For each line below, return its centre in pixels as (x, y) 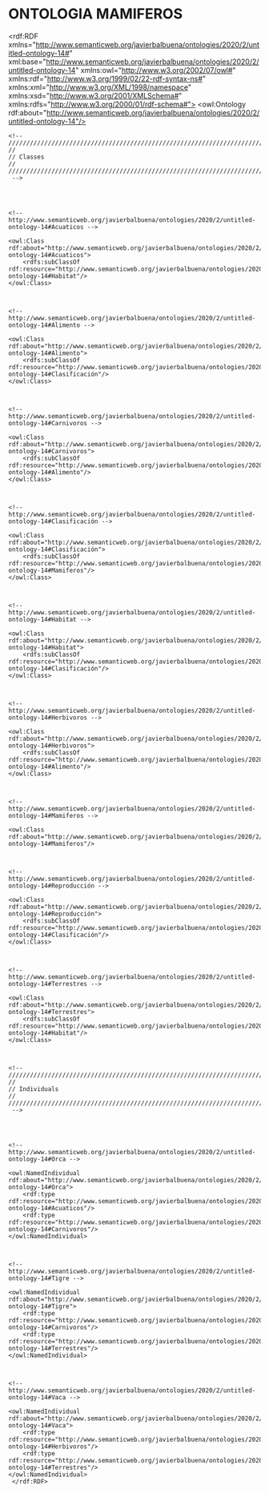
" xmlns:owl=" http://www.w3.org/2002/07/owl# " (156, 70)
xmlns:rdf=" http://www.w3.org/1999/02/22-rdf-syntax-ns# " (107, 78)
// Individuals (34, 1089)
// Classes (26, 157)
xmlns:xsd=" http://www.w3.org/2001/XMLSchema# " (95, 95)
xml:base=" (27, 62)
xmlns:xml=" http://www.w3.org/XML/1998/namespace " (100, 87)
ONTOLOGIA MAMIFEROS (95, 14)
